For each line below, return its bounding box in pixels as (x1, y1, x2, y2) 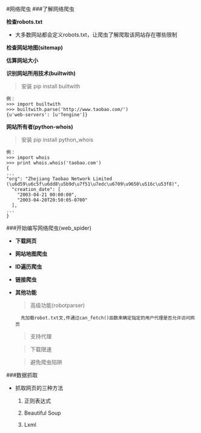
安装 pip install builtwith (21, 82, 81, 90)
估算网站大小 (6, 57, 38, 64)
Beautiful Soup (24, 409, 62, 417)
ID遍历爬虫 (15, 263, 42, 270)
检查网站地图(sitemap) (6, 44, 64, 51)
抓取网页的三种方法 (15, 384, 64, 391)
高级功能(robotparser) (30, 302, 85, 309)
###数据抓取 (6, 372, 38, 378)
